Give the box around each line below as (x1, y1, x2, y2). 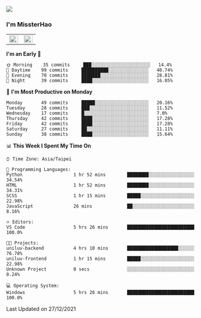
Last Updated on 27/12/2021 (6, 305, 76, 313)
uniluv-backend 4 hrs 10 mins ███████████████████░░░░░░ (6, 245, 195, 251)
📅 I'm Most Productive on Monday (6, 88, 93, 95)
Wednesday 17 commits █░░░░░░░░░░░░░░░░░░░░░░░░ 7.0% (6, 110, 168, 116)
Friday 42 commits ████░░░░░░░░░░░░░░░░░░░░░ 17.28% (6, 121, 173, 127)
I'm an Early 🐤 (6, 50, 41, 58)
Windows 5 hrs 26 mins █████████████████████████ (6, 290, 195, 296)
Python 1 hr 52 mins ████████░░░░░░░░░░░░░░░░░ (6, 172, 195, 178)
